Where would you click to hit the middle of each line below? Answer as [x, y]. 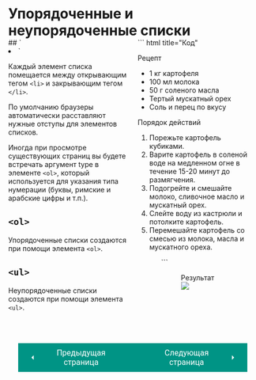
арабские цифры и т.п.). [48, 198]
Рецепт [150, 58]
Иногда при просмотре [47, 147]
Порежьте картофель [185, 137]
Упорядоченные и [71, 14]
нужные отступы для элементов [62, 123]
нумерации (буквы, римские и [60, 189]
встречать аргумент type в [54, 164]
